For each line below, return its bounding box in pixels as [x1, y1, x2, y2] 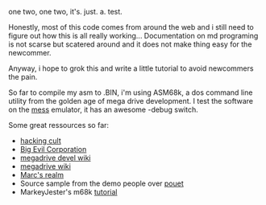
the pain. [8, 72, 38, 81]
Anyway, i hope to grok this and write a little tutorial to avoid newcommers [8, 64, 254, 73]
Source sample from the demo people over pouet [19, 178, 184, 188]
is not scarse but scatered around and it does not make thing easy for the [8, 39, 252, 49]
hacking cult [19, 136, 62, 146]
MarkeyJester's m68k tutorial [19, 187, 118, 196]
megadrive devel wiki [19, 153, 91, 162]
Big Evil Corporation [19, 145, 87, 154]
